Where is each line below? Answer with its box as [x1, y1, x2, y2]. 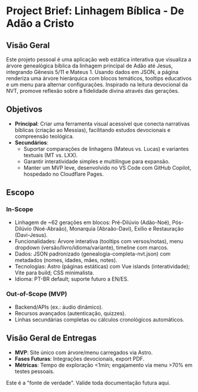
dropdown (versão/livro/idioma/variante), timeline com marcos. [14, 244, 168, 251]
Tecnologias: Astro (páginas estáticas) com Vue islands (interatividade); [14, 263, 190, 270]
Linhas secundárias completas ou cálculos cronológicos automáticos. [14, 316, 184, 323]
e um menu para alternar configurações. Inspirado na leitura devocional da [6, 81, 188, 88]
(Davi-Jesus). [14, 231, 48, 238]
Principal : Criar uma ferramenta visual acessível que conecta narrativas [14, 120, 190, 127]
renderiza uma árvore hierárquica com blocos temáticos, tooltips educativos [6, 75, 192, 82]
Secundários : [14, 139, 48, 146]
